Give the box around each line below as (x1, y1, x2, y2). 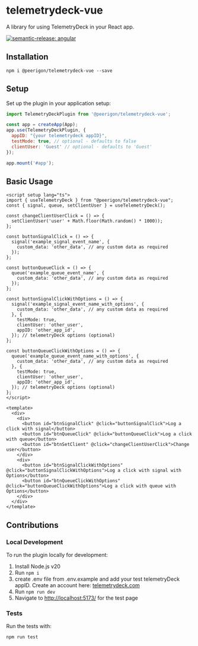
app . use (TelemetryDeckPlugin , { (6, 127, 86, 134)
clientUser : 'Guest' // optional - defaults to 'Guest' (11, 144, 152, 150)
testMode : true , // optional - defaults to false (11, 138, 136, 144)
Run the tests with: (6, 623, 52, 630)
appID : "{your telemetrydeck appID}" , (11, 133, 108, 139)
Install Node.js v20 (14, 563, 61, 570)
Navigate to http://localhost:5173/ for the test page (14, 594, 138, 601)
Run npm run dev (14, 588, 56, 596)
